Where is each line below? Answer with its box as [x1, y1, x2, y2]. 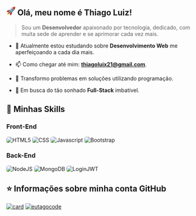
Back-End [6, 152, 36, 160]
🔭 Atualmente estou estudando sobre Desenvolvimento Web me [15, 42, 178, 49]
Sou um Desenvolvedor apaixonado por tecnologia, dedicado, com [21, 24, 191, 31]
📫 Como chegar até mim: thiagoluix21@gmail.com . [15, 60, 147, 68]
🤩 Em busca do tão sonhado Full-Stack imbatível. [15, 86, 140, 94]
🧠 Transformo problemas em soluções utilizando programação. [15, 74, 173, 82]
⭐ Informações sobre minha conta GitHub [6, 184, 167, 194]
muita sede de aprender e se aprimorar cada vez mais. [21, 30, 159, 37]
